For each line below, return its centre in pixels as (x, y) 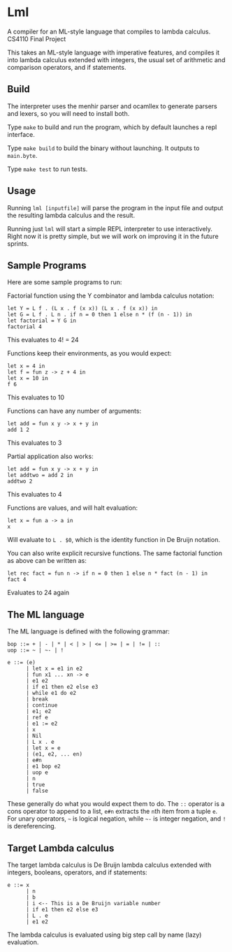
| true (35, 785)
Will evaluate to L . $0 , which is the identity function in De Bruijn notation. (114, 540)
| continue (42, 705)
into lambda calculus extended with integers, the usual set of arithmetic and (116, 59)
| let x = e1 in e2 (54, 669)
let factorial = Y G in (42, 321)
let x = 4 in (26, 366)
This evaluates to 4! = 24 (43, 340)
